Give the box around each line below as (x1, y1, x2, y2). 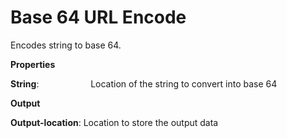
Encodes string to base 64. (10, 39, 122, 51)
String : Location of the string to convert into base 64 (10, 77, 278, 90)
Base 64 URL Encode (10, 6, 187, 29)
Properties (10, 58, 56, 70)
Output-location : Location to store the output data (10, 116, 219, 128)
